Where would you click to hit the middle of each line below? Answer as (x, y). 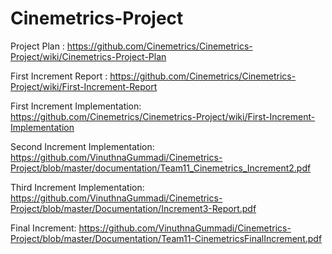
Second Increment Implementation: (82, 146)
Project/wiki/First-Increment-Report (84, 86)
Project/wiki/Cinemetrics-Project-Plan (88, 56)
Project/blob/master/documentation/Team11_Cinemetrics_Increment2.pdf (161, 168)
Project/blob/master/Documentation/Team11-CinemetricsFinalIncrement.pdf (166, 238)
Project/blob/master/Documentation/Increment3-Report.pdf (133, 208)
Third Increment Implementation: (77, 187)
